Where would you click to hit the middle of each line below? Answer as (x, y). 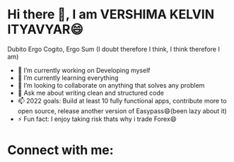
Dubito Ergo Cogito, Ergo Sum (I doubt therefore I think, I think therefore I (114, 49)
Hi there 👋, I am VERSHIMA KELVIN (111, 15)
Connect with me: (61, 150)
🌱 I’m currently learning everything (68, 78)
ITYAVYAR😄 (45, 29)
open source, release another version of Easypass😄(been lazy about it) (122, 111)
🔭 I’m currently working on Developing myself (84, 70)
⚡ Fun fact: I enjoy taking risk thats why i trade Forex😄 (97, 119)
